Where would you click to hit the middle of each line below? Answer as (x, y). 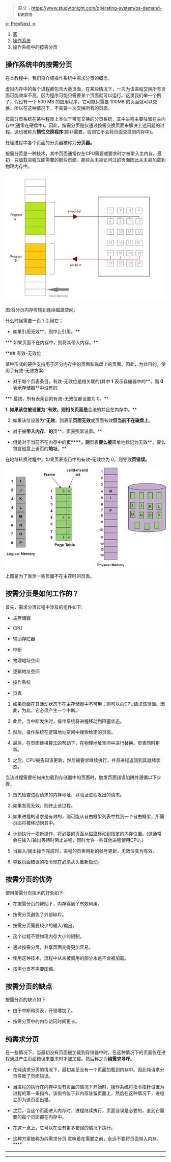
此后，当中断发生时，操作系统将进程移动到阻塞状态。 (68, 721)
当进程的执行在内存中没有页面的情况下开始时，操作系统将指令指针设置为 (88, 1087)
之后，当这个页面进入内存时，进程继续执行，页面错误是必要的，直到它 (86, 1111)
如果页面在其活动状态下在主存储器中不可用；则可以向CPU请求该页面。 (87, 704)
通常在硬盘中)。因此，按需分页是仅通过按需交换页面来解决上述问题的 (88, 125)
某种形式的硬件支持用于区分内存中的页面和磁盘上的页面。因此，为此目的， (83, 364)
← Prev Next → (21, 24)
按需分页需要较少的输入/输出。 (45, 925)
